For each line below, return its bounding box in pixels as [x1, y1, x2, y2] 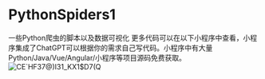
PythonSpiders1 [8, 6, 116, 24]
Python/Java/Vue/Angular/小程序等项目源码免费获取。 [8, 53, 186, 62]
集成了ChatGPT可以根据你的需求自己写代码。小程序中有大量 [14, 42, 213, 53]
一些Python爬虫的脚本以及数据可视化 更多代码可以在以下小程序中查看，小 [8, 33, 251, 42]
